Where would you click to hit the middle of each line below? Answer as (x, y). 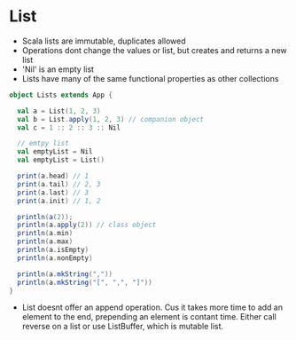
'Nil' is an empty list (58, 69)
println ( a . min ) (45, 233)
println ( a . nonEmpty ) (55, 258)
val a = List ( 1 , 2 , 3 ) (59, 111)
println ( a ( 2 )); (45, 217)
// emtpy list (43, 144)
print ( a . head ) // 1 (53, 176)
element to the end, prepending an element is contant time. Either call (149, 317)
